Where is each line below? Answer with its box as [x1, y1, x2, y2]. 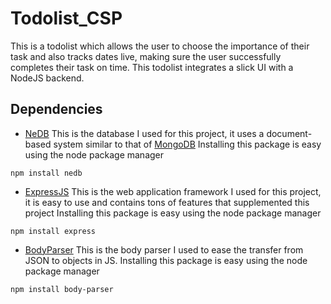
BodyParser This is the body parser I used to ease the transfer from [24, 243, 304, 256]
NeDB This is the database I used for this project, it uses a [24, 127, 265, 139]
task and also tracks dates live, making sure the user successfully [10, 50, 282, 62]
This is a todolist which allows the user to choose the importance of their [10, 40, 310, 52]
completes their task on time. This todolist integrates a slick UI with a [10, 61, 294, 73]
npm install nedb [10, 168, 83, 178]
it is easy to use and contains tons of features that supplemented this [24, 196, 310, 208]
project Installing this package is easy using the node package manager [24, 207, 322, 219]
